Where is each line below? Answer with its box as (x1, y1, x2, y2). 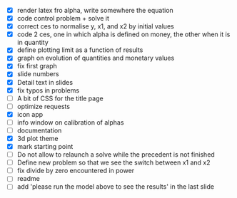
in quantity (16, 38, 49, 47)
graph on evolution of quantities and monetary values (16, 53, 175, 63)
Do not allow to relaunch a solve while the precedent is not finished (16, 150, 215, 159)
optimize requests (16, 102, 71, 110)
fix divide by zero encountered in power (16, 167, 135, 175)
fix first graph (16, 62, 58, 71)
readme (16, 174, 40, 183)
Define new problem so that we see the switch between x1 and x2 (16, 158, 211, 167)
